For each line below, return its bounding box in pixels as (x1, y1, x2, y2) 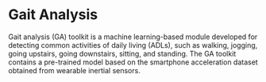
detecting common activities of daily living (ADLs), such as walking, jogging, (8, 40, 258, 49)
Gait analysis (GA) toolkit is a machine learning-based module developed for (8, 32, 258, 41)
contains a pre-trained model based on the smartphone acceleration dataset (8, 57, 258, 67)
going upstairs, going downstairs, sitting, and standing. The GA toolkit (8, 49, 237, 58)
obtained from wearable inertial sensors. (8, 65, 141, 75)
